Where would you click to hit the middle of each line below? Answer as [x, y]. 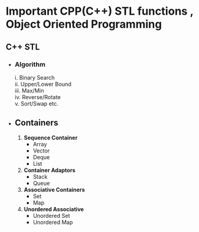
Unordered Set [51, 215]
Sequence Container [51, 137]
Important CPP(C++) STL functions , [99, 11]
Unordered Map [53, 222]
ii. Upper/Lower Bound [43, 84]
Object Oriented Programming [84, 24]
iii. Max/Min [29, 91]
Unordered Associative [54, 209]
